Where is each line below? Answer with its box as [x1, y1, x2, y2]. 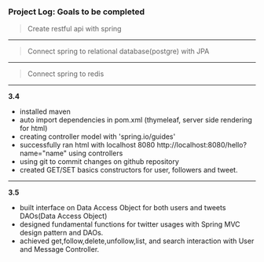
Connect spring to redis [27, 69, 104, 78]
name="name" [19, 148, 68, 158]
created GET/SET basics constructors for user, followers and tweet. [19, 166, 238, 175]
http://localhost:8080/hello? [156, 140, 247, 150]
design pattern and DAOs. [19, 228, 104, 238]
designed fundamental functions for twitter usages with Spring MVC [19, 220, 241, 229]
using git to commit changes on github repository [19, 157, 179, 166]
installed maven [19, 107, 71, 116]
